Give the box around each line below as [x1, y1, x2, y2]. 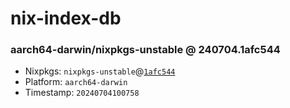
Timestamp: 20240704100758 [24, 87, 140, 99]
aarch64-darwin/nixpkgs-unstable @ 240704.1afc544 [10, 43, 281, 57]
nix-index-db [10, 7, 122, 30]
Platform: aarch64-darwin [24, 76, 128, 88]
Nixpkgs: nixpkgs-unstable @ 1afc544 [24, 65, 176, 77]
